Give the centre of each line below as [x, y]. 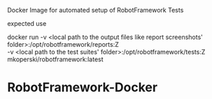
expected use [27, 23]
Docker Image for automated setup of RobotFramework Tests [96, 10]
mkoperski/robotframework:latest [55, 59]
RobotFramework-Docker [83, 87]
